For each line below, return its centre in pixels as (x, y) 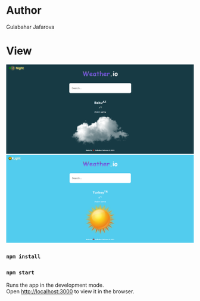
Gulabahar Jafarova (30, 27)
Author (24, 10)
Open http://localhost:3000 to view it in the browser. (70, 291)
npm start (20, 272)
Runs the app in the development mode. (55, 285)
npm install (24, 256)
